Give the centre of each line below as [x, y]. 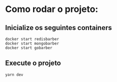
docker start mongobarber [32, 43]
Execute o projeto [33, 63]
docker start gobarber [29, 48]
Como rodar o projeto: [52, 9]
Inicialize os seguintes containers [58, 28]
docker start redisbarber [32, 39]
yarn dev [14, 74]
